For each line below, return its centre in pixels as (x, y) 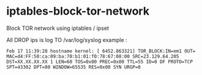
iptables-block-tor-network (78, 11)
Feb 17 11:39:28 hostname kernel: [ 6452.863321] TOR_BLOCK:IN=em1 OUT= (101, 51)
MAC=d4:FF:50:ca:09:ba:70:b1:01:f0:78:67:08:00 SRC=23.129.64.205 (93, 56)
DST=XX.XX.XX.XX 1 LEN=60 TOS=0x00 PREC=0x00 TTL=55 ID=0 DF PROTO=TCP (99, 62)
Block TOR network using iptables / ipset (58, 28)
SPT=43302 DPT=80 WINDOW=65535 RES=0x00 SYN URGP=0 (73, 67)
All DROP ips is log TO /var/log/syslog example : (67, 40)
